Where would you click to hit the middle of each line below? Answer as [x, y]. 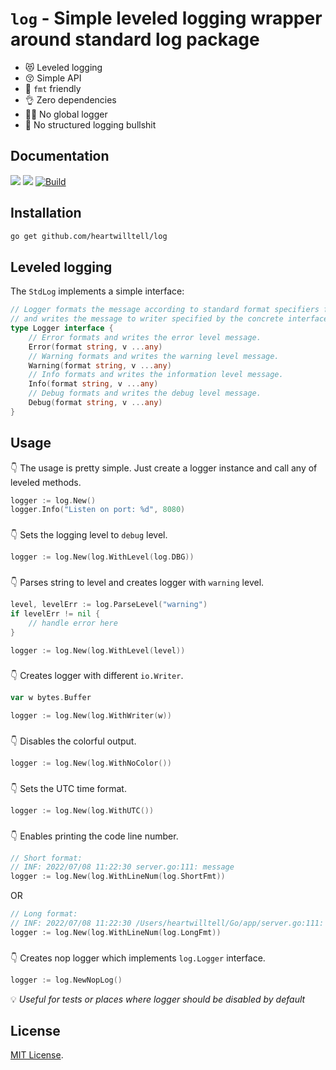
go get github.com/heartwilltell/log [89, 236]
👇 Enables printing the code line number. [94, 836]
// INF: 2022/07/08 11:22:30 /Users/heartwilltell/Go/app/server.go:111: [167, 923]
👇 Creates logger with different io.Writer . [97, 676]
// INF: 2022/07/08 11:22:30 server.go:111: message [122, 867]
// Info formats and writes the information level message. [156, 375]
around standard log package [135, 39]
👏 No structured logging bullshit [90, 124]
